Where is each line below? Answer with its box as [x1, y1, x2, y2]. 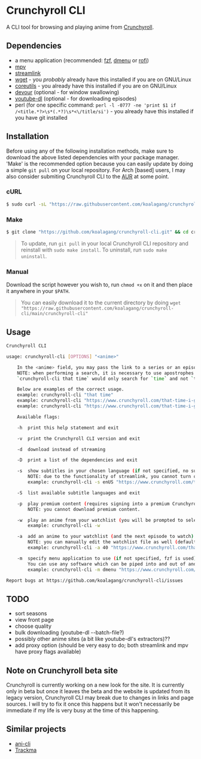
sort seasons [14, 610, 47, 617]
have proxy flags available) [14, 648, 81, 655]
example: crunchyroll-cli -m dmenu [28, 567, 117, 573]
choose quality [14, 622, 52, 630]
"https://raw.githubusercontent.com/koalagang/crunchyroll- [20, 306, 174, 312]
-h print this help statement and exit [17, 425, 119, 431]
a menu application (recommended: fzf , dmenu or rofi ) [14, 56, 150, 63]
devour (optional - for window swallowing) [14, 88, 120, 96]
